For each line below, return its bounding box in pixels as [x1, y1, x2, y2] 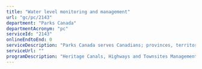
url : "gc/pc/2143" [6, 14, 52, 20]
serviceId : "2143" [6, 31, 52, 37]
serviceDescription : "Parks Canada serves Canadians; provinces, [6, 43, 173, 49]
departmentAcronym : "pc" [6, 25, 69, 32]
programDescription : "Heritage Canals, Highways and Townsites [6, 53, 168, 59]
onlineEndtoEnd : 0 [6, 37, 52, 43]
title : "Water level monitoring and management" [6, 8, 130, 15]
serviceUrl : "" [6, 48, 44, 54]
